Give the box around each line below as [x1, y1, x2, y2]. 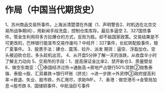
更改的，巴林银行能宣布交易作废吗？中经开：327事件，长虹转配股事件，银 [9, 40, 159, 46]
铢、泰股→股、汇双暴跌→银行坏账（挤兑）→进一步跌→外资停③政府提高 [5, 70, 151, 76]
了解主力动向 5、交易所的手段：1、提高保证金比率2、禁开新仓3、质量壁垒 [5, 58, 153, 64]
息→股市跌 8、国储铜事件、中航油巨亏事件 [5, 83, 90, 89]
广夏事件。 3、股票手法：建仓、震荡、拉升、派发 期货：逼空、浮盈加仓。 [5, 46, 151, 52]
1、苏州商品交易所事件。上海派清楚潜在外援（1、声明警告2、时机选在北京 [5, 22, 152, 27]
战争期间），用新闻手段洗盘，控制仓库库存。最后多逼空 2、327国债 [13, 27, 147, 33]
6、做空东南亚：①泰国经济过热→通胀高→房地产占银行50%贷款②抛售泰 [5, 64, 153, 70]
